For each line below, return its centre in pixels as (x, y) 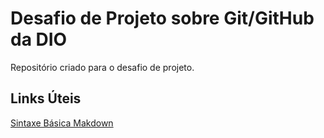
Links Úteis (46, 98)
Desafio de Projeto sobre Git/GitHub (162, 18)
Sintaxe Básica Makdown (62, 123)
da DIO (39, 39)
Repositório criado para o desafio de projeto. (102, 67)
